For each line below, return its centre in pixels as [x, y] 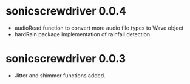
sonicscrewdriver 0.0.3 [66, 59]
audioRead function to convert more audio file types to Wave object [99, 28]
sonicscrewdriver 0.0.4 [66, 11]
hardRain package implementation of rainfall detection [82, 34]
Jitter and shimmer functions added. [60, 75]
